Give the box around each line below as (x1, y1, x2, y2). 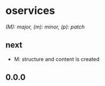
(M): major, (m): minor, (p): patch (5, 23, 85, 30)
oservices (5, 4, 55, 17)
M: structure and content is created (13, 55, 100, 62)
